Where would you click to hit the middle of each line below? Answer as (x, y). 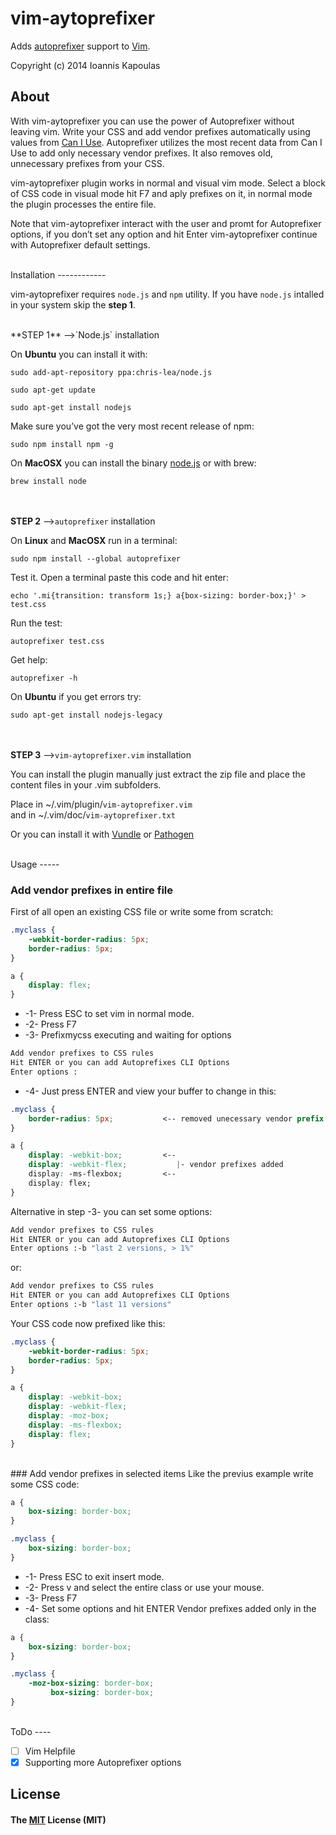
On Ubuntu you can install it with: (79, 354)
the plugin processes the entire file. (83, 204)
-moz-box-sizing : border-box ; (91, 1683)
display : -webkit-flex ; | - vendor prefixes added (156, 1165)
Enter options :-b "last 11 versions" (91, 1305)
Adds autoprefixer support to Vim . (80, 46)
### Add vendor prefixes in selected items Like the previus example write (162, 1473)
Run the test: (36, 623)
